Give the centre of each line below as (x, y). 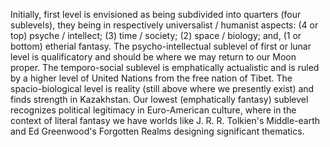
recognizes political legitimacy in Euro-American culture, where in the (153, 110)
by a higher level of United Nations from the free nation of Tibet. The (151, 78)
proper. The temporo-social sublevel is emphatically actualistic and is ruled (165, 67)
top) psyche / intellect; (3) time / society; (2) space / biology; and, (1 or (156, 35)
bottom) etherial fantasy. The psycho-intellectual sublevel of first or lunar (161, 46)
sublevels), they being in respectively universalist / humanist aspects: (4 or (164, 25)
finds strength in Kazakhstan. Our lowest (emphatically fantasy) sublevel (159, 99)
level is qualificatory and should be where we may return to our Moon (153, 57)
